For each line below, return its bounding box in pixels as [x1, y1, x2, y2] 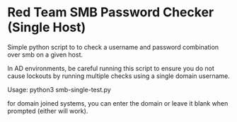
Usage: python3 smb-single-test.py [7, 85, 111, 94]
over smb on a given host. [7, 50, 83, 59]
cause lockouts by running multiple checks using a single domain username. [7, 72, 230, 80]
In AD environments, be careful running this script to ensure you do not [7, 64, 214, 72]
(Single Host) [7, 19, 86, 35]
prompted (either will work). [7, 106, 88, 115]
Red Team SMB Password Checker [7, 4, 214, 21]
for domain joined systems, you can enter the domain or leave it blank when [7, 99, 229, 107]
